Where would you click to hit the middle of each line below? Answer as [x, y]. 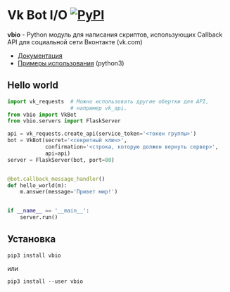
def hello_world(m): [38, 185]
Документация [40, 56]
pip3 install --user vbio [45, 281]
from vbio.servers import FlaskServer [64, 121]
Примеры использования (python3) [71, 63]
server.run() [39, 217]
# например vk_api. [99, 108]
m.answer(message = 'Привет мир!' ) [69, 192]
